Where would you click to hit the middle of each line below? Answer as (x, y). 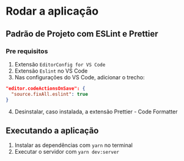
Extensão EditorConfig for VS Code (60, 64)
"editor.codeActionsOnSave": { (46, 88)
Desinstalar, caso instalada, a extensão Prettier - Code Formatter (96, 112)
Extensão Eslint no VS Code (51, 71)
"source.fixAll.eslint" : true (50, 94)
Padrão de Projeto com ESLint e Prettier (82, 34)
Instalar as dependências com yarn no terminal (73, 145)
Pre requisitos (27, 51)
